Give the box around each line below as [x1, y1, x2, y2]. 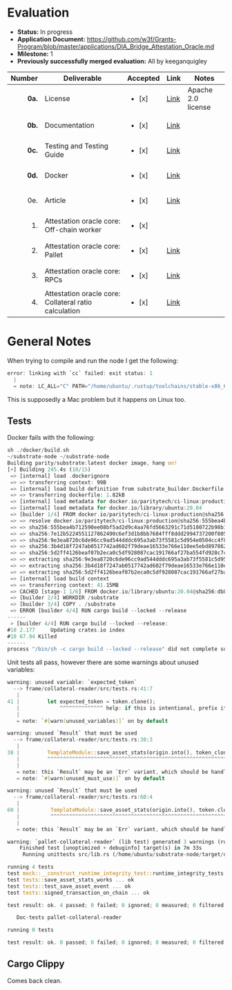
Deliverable [63, 73, 102, 83]
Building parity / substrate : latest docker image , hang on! [7, 460, 177, 467]
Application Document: [17, 35, 86, 43]
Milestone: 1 [17, 50, 53, 58]
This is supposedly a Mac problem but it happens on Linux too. [7, 395, 186, 403]
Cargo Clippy [7, 958, 65, 970]
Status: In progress [17, 28, 73, 36]
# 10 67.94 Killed [7, 633, 57, 640]
